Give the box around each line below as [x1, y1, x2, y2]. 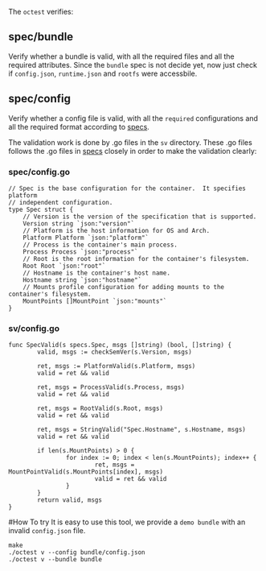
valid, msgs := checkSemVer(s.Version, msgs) [37, 348, 193, 357]
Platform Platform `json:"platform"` [23, 234, 149, 242]
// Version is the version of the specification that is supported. [23, 213, 257, 221]
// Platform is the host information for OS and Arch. [23, 226, 211, 234]
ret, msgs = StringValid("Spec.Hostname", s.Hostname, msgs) [37, 426, 247, 434]
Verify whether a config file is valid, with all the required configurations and [8, 113, 259, 123]
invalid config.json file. [8, 526, 86, 536]
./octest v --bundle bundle [8, 556, 103, 564]
